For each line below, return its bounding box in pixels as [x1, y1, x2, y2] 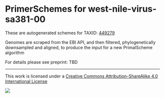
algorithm [5, 50, 25, 56]
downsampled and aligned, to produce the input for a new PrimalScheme [5, 44, 153, 50]
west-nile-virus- [88, 3, 157, 15]
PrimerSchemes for [5, 3, 86, 15]
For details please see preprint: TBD [5, 59, 78, 65]
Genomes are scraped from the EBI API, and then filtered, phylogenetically [5, 39, 156, 45]
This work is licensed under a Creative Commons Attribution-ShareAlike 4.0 [5, 73, 158, 79]
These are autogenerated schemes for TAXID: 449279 [5, 30, 115, 36]
